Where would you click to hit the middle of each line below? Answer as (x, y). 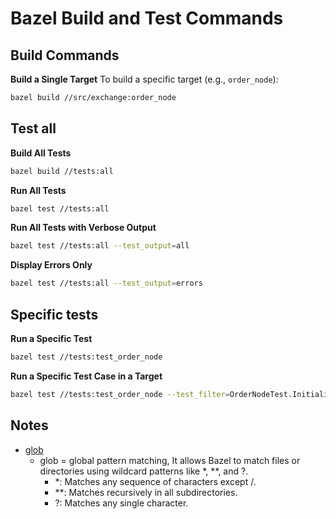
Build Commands (65, 55)
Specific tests (54, 314)
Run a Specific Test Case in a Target (86, 376)
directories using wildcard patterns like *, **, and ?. (144, 471)
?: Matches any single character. (121, 503)
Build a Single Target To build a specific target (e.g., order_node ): (144, 79)
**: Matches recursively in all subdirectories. (146, 492)
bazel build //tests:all (62, 171)
